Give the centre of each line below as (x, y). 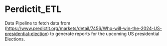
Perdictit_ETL (33, 9)
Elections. (15, 39)
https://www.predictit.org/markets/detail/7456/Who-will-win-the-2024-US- (84, 28)
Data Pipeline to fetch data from (38, 23)
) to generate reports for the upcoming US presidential (103, 33)
